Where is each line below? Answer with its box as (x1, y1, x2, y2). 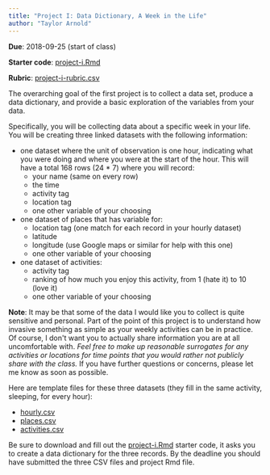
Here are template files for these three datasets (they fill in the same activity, (8, 383, 263, 393)
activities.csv (19, 424, 64, 434)
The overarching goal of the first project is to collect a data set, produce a (8, 88, 254, 98)
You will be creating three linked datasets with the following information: (8, 130, 248, 140)
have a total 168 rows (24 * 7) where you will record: (19, 162, 195, 172)
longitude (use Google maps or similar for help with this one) (31, 240, 234, 250)
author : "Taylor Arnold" (8, 19, 92, 27)
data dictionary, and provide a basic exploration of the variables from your (8, 97, 255, 107)
